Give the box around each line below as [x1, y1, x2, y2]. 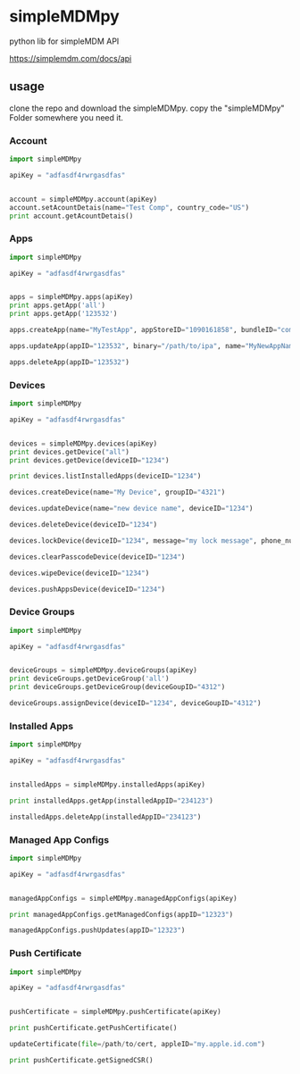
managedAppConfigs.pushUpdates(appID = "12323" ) [9, 926, 186, 935]
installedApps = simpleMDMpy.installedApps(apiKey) [9, 779, 205, 789]
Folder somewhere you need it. [9, 112, 123, 122]
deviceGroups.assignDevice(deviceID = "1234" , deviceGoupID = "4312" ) [9, 699, 262, 708]
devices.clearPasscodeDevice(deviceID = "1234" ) [9, 552, 186, 562]
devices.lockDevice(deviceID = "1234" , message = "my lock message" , [9, 536, 257, 545]
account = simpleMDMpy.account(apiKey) [9, 195, 158, 204]
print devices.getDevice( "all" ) [9, 447, 129, 456]
